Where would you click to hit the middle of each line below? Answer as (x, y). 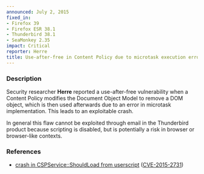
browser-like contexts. (34, 136)
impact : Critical (28, 46)
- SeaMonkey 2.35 (28, 40)
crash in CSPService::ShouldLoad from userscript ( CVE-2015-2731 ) (99, 165)
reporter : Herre (27, 52)
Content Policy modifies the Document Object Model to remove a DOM (95, 98)
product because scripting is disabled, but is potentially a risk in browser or (100, 129)
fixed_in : (19, 18)
